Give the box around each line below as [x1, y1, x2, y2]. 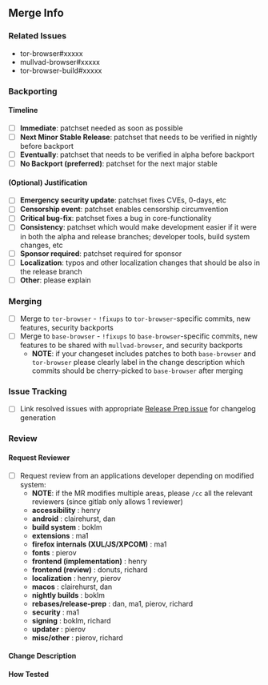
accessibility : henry [31, 505, 102, 515]
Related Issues [8, 30, 66, 42]
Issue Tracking [8, 386, 67, 397]
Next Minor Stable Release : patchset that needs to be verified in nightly [19, 132, 258, 142]
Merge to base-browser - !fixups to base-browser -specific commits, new [19, 331, 258, 341]
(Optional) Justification [8, 178, 88, 187]
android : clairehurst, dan [31, 514, 116, 523]
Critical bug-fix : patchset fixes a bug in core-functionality [19, 214, 212, 223]
